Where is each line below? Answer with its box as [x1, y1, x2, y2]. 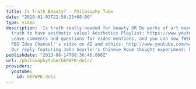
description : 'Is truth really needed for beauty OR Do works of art [6, 25, 179, 31]
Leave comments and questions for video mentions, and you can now [11, 36, 179, 42]
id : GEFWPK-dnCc [16, 74, 57, 80]
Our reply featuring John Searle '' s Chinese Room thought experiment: [11, 47, 187, 53]
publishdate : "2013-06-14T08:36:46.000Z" [6, 52, 108, 58]
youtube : [11, 69, 33, 74]
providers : [6, 63, 33, 69]
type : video [6, 19, 35, 25]
